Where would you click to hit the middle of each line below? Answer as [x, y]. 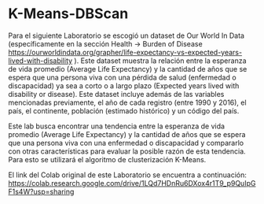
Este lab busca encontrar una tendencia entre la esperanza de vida [117, 126]
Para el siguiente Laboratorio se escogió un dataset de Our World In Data [126, 35]
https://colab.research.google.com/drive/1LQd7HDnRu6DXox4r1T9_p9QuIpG [132, 183]
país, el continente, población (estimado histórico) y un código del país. [124, 110]
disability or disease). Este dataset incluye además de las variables [116, 94]
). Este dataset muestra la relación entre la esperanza [160, 61]
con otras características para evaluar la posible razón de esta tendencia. [127, 151]
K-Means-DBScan [68, 14]
